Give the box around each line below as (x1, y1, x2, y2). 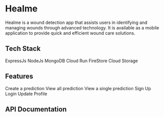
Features (5, 72, 33, 81)
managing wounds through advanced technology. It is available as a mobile (5, 24, 160, 30)
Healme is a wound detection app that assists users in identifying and (5, 19, 148, 25)
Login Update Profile (5, 91, 47, 97)
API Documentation (5, 105, 67, 114)
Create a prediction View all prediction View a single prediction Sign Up (5, 85, 152, 91)
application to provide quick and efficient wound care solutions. (5, 30, 136, 36)
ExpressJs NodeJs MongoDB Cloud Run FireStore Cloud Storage (5, 58, 138, 64)
